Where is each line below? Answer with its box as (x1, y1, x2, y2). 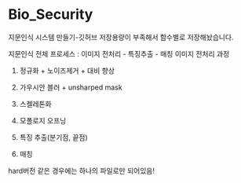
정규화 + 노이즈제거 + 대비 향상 (19, 65, 115, 75)
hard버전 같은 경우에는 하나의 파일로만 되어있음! (8, 166, 155, 175)
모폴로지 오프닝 (19, 115, 67, 125)
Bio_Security (8, 5, 93, 24)
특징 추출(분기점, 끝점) (19, 132, 88, 142)
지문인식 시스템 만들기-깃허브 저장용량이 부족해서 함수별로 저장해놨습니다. (8, 32, 234, 42)
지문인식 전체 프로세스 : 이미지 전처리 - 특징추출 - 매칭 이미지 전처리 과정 (8, 49, 230, 58)
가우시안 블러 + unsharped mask (19, 82, 123, 92)
